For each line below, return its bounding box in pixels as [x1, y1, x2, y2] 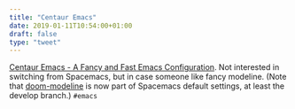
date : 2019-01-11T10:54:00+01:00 [9, 21, 133, 30]
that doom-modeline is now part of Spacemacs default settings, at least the [9, 81, 285, 91]
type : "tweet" [9, 37, 62, 47]
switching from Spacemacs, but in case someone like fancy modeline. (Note [9, 72, 287, 82]
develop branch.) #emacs [9, 90, 97, 101]
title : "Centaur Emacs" [9, 12, 97, 22]
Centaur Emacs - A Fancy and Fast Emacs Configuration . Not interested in [9, 62, 280, 73]
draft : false [9, 29, 58, 38]
